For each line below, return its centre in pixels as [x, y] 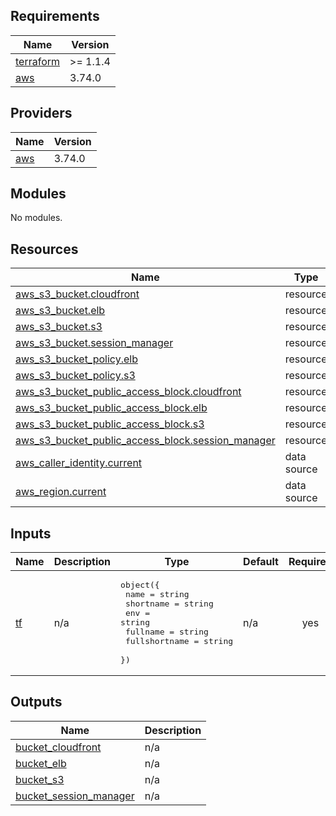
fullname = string [166, 632]
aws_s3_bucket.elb [60, 311]
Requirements [55, 16]
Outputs [36, 702]
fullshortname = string [179, 641]
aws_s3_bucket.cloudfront [77, 294]
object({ [140, 585]
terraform [38, 61]
